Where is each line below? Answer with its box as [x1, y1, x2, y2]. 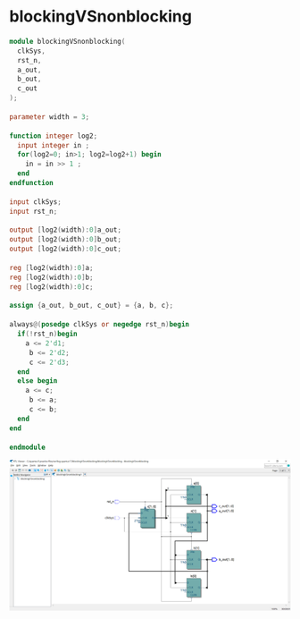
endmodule [9, 443, 46, 452]
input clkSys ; [9, 197, 62, 207]
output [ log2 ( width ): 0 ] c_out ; [9, 244, 122, 254]
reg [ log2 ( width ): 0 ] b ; [9, 273, 94, 282]
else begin [17, 377, 58, 386]
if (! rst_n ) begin [17, 329, 78, 339]
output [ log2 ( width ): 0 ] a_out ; [9, 225, 122, 234]
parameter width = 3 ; [9, 112, 90, 122]
